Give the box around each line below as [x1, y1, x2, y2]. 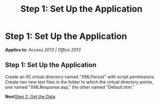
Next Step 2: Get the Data [5, 93, 56, 99]
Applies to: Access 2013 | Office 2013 [5, 47, 81, 52]
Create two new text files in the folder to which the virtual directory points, [5, 79, 154, 85]
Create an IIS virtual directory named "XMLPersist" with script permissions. [5, 74, 155, 80]
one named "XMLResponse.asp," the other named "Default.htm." [5, 84, 135, 90]
